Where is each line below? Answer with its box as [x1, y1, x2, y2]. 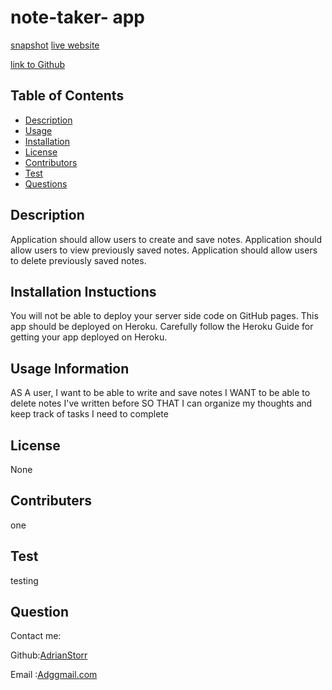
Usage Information [10, 360, 130, 377]
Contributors [24, 156, 78, 168]
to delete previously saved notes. [10, 254, 147, 266]
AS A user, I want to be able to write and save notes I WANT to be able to [10, 387, 311, 399]
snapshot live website [10, 39, 100, 51]
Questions [24, 177, 68, 190]
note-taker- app [10, 6, 145, 29]
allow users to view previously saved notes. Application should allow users [10, 244, 318, 256]
